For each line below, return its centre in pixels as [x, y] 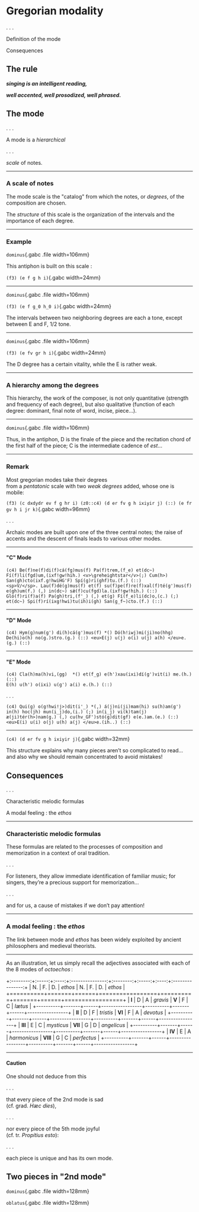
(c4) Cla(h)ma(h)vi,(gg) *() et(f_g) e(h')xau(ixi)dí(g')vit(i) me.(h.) [99, 674]
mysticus [58, 1025]
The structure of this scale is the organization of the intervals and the [90, 214]
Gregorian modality [55, 11]
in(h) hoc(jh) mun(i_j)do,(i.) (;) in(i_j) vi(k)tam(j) [76, 712]
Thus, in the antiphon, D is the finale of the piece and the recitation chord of [99, 439]
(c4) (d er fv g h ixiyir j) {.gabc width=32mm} [68, 739]
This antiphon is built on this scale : [49, 266]
